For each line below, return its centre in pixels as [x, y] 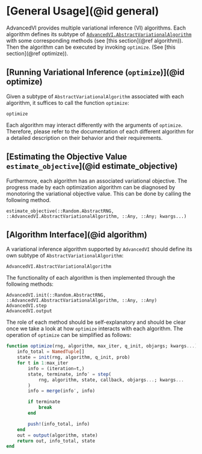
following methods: [30, 284]
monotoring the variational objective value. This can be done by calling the [99, 194]
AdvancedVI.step [26, 306]
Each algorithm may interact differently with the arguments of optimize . [94, 125]
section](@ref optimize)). [37, 53]
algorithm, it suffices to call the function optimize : [68, 102]
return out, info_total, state [56, 441]
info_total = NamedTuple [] [51, 352]
